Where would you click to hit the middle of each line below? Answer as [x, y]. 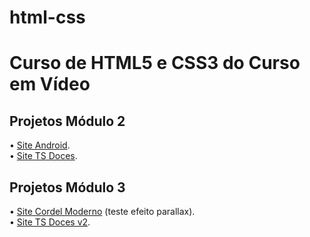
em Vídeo [50, 84]
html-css [47, 17]
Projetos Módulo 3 [67, 187]
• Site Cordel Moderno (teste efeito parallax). [102, 211]
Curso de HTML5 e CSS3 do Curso [155, 63]
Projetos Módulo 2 [67, 121]
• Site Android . [40, 145]
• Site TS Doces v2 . [50, 222]
